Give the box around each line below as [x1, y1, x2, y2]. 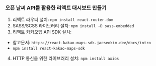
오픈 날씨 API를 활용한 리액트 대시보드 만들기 [5, 4, 107, 11]
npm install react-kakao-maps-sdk [12, 46, 85, 51]
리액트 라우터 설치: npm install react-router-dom [12, 16, 114, 23]
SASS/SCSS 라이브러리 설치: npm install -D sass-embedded [12, 23, 134, 29]
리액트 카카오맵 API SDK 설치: [12, 29, 72, 35]
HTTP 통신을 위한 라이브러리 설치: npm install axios [12, 56, 119, 62]
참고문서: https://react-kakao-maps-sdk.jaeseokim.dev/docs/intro [12, 40, 151, 46]
